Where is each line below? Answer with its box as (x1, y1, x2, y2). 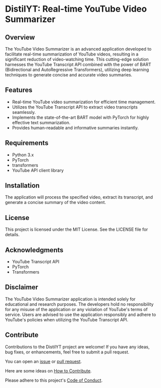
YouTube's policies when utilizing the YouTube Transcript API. (5, 316, 129, 322)
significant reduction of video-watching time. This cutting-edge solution (5, 56, 149, 62)
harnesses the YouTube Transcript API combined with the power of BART (5, 62, 151, 67)
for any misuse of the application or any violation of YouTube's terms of (5, 306, 148, 312)
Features (5, 86, 32, 94)
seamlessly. (12, 109, 36, 115)
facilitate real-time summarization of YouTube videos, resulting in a (5, 51, 139, 57)
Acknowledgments (5, 246, 64, 254)
